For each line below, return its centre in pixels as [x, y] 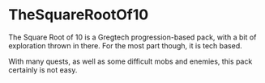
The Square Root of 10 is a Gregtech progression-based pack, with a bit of [132, 37]
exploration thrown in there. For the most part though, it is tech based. [126, 45]
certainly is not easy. [43, 69]
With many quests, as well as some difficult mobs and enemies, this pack [130, 61]
